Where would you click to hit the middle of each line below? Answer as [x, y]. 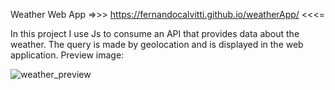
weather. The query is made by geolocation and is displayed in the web [157, 44]
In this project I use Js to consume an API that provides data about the [155, 33]
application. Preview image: [67, 55]
